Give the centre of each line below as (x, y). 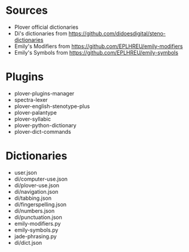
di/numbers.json (34, 211)
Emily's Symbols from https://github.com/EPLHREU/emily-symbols (96, 52)
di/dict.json (28, 242)
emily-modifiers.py (37, 223)
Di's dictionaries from (41, 33)
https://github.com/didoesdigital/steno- (117, 33)
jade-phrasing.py (36, 236)
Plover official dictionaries (46, 27)
